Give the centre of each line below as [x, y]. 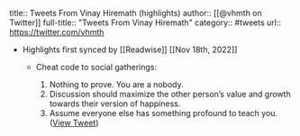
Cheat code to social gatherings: [96, 67]
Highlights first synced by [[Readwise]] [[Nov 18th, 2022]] [130, 50]
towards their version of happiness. [115, 104]
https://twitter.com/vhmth [57, 32]
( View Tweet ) [74, 122]
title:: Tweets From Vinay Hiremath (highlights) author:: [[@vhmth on [136, 13]
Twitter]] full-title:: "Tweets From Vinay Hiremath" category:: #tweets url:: [145, 23]
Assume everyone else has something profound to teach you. [163, 113]
